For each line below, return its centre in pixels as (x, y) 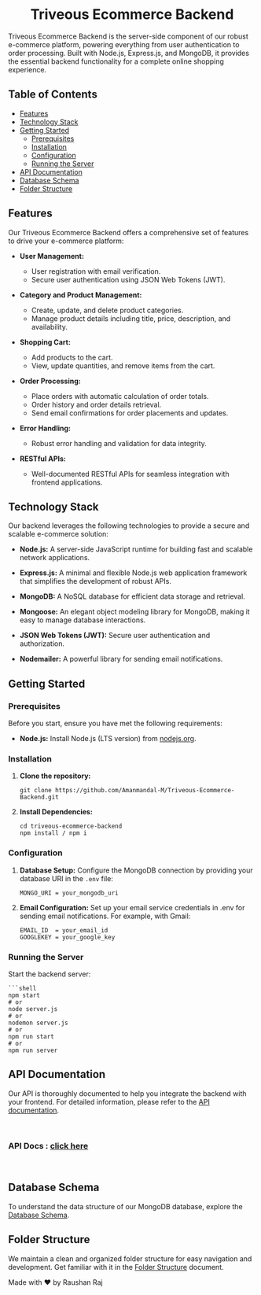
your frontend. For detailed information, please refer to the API (109, 1101)
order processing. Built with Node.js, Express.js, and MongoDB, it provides (129, 53)
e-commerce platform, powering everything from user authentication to (124, 44)
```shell (22, 988)
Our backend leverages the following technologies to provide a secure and (129, 526)
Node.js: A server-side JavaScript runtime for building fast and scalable (136, 549)
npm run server (33, 1050)
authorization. (42, 644)
